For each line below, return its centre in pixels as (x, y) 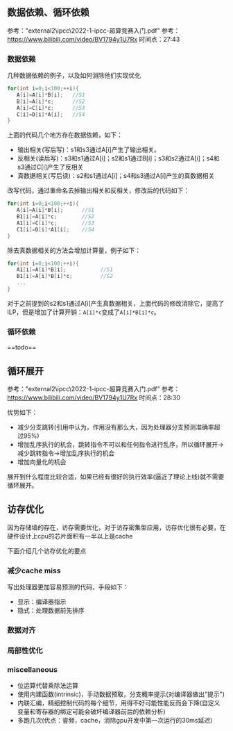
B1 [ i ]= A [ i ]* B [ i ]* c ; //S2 (64, 277)
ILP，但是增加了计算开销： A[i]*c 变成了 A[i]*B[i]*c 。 (84, 312)
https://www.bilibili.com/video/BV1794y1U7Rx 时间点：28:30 (94, 397)
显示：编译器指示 (42, 602)
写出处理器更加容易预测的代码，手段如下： (68, 587)
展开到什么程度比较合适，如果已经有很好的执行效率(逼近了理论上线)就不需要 (116, 477)
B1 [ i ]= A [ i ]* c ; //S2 (55, 217)
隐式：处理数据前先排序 (51, 611)
